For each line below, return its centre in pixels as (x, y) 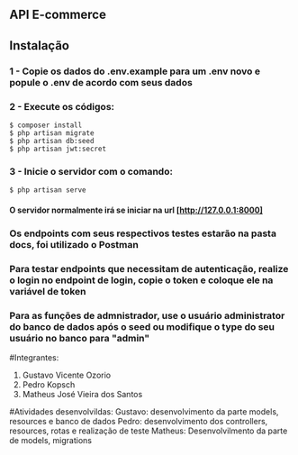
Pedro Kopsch (49, 385)
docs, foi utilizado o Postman (74, 244)
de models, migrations (51, 441)
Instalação (40, 45)
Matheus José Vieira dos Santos (82, 395)
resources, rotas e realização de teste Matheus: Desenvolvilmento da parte (149, 431)
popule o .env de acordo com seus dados (101, 82)
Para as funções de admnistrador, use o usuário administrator (147, 315)
